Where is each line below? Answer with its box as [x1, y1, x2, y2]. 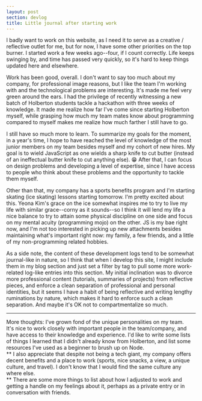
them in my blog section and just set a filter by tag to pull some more [6, 263, 176, 270]
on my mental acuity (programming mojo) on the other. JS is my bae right [6, 219, 188, 226]
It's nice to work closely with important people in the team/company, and [6, 325, 187, 332]
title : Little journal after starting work [6, 20, 117, 26]
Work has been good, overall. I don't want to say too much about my [6, 74, 176, 81]
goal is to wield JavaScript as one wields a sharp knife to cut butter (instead [6, 150, 194, 157]
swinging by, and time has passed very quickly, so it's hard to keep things [6, 55, 189, 63]
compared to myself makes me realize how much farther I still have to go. [6, 119, 188, 126]
